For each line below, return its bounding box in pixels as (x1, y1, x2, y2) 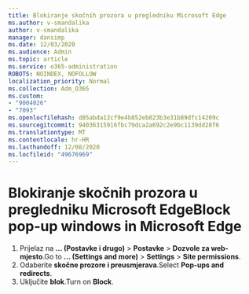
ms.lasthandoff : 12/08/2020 (8, 143, 101, 151)
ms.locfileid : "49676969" (8, 150, 93, 158)
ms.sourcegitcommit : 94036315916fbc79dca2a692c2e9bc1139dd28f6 (8, 121, 220, 129)
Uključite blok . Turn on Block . (19, 277, 114, 287)
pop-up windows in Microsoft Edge (8, 218, 242, 236)
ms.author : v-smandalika (8, 19, 90, 27)
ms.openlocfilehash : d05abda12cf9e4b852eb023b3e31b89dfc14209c (8, 114, 220, 122)
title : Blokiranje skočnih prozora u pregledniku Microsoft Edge (8, 11, 226, 20)
